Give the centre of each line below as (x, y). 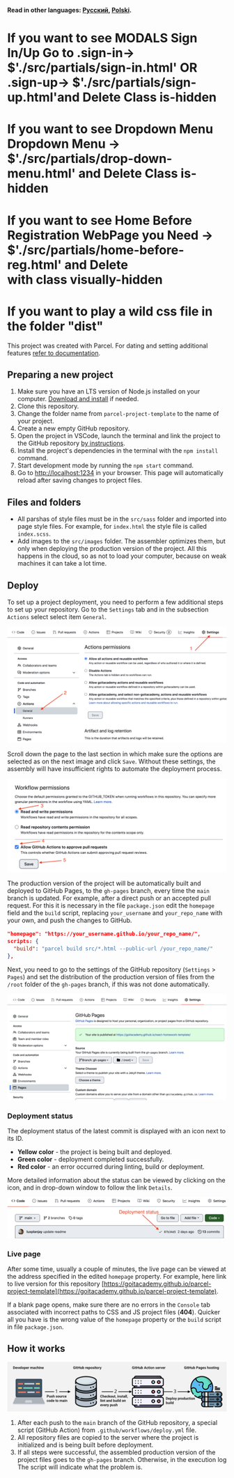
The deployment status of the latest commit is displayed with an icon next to (117, 1131)
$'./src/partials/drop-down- (90, 159)
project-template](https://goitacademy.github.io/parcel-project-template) (112, 1291)
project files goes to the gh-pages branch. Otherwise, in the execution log (122, 1460)
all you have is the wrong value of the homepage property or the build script (114, 1320)
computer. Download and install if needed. (78, 399)
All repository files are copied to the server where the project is (108, 1438)
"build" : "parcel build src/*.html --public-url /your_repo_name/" (114, 949)
